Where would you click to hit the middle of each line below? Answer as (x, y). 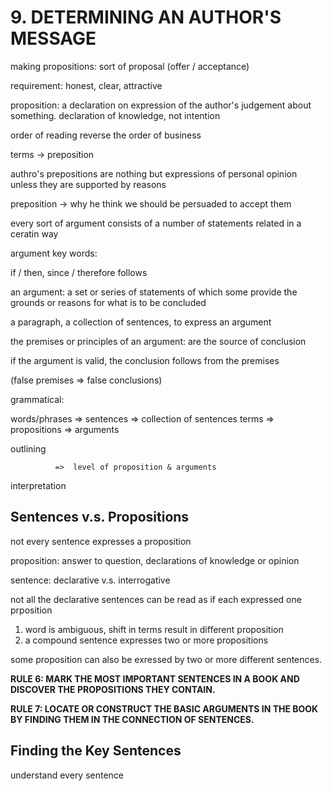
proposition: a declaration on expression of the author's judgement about (161, 105)
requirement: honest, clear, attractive (86, 85)
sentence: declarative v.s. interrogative (90, 580)
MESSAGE (53, 38)
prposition (31, 610)
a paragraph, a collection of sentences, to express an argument (141, 322)
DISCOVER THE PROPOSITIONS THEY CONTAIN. (113, 689)
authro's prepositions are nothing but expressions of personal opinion (154, 173)
